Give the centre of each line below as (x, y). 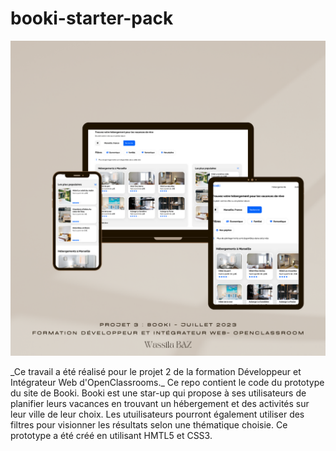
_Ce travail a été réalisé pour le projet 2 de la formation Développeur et (156, 371)
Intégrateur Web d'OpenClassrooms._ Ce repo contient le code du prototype (167, 382)
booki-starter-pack (92, 18)
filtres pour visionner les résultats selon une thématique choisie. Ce (149, 424)
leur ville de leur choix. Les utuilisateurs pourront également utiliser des (157, 414)
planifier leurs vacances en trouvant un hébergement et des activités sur (160, 403)
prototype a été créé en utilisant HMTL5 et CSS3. (111, 435)
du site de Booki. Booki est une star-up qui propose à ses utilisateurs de (158, 393)
